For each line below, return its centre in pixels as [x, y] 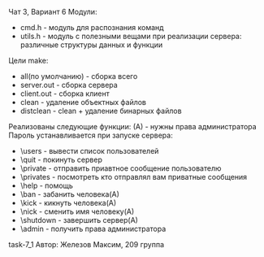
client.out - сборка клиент [65, 94]
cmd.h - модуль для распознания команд [92, 27]
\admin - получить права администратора [93, 229]
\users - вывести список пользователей [89, 151]
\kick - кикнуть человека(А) [68, 203]
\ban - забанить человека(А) [70, 194]
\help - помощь [46, 185]
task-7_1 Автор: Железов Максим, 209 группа [87, 244]
